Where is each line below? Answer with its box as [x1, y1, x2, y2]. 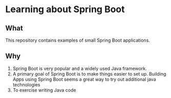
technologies [12, 81, 40, 87]
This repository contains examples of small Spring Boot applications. [5, 37, 150, 43]
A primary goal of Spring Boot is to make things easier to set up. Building [12, 71, 166, 77]
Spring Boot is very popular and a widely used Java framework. [12, 65, 147, 72]
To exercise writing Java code [12, 87, 76, 93]
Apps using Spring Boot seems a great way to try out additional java [12, 76, 156, 82]
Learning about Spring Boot [5, 4, 125, 15]
